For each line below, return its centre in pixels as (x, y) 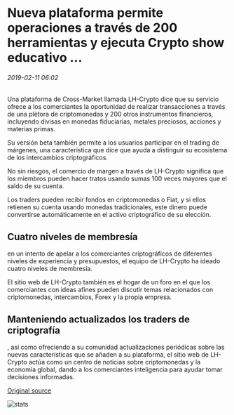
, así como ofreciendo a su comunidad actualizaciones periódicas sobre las (116, 347)
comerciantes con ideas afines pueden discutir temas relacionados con (110, 290)
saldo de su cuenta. (36, 186)
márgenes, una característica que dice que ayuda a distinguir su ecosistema (117, 150)
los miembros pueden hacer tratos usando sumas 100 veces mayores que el (117, 179)
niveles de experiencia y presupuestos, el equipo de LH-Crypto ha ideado (114, 261)
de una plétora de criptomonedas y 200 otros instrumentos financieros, (110, 114)
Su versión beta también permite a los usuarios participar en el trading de (113, 143)
